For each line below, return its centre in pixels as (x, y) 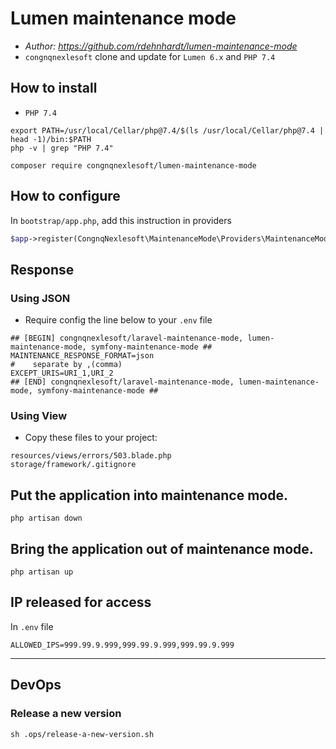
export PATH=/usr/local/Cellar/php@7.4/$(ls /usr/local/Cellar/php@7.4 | (167, 130)
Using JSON (40, 298)
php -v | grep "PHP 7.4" (62, 148)
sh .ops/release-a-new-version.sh (82, 734)
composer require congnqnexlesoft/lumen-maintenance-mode (133, 165)
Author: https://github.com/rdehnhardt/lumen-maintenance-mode (161, 46)
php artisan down (46, 518)
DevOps (36, 685)
